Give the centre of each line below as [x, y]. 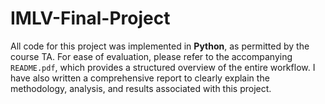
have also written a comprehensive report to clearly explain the [140, 78]
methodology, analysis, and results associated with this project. [141, 88]
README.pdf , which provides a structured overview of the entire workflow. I [163, 67]
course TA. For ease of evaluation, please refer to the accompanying [151, 56]
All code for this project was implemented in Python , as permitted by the [160, 46]
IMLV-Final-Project [90, 18]
